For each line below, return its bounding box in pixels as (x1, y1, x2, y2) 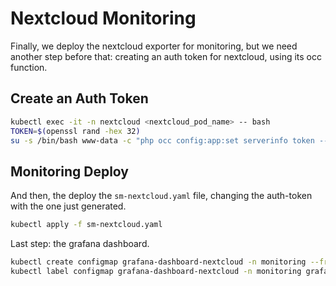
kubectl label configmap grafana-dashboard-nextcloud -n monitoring (10, 266, 302, 276)
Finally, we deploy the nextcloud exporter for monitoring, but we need (10, 40, 298, 52)
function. (10, 61, 48, 73)
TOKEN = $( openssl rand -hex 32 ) (10, 126, 141, 136)
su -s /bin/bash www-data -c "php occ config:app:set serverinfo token (10, 135, 315, 146)
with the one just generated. (10, 200, 127, 212)
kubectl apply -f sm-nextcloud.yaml (10, 220, 163, 230)
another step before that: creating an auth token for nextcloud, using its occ (10, 50, 322, 62)
